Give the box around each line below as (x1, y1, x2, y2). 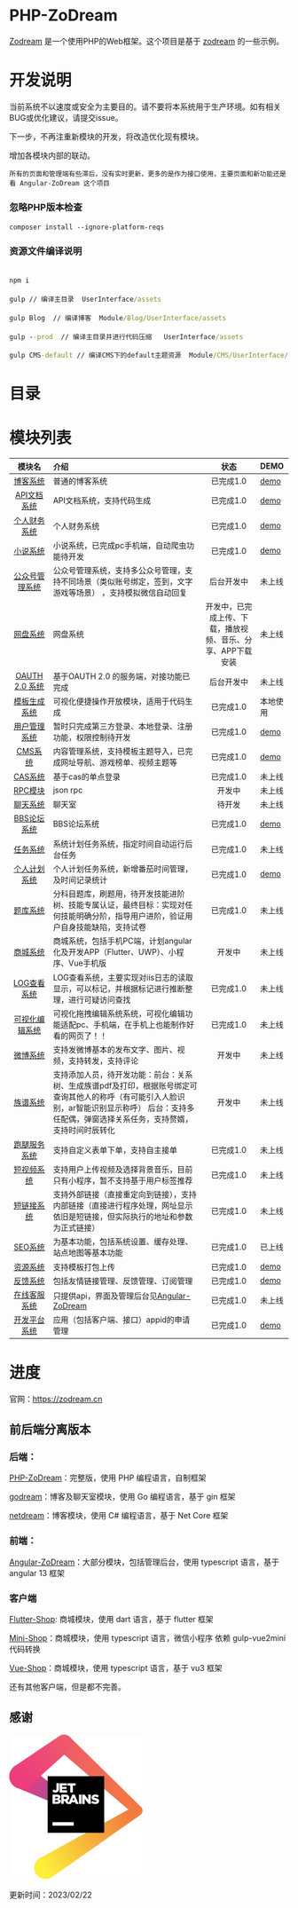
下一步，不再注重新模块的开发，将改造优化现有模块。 (9, 130, 204, 142)
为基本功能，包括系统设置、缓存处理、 (52, 1236, 193, 1247)
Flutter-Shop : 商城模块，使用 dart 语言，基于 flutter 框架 (9, 1614, 215, 1625)
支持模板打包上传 (52, 1261, 115, 1272)
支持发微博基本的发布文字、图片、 (52, 1045, 177, 1055)
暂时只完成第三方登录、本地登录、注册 (52, 721, 193, 732)
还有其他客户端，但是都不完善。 (9, 1682, 126, 1692)
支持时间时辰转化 (52, 1124, 115, 1136)
